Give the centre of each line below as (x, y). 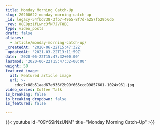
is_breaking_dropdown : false (36, 99)
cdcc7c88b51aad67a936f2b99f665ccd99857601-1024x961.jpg (74, 85)
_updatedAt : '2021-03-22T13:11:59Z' (44, 52)
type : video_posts (24, 29)
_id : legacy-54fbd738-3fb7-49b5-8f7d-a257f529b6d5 (60, 19)
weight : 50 (17, 66)
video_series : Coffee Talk (34, 89)
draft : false (19, 33)
